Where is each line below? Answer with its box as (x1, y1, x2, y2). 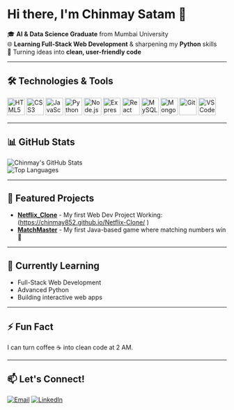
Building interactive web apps (17, 293, 103, 302)
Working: (136, 211, 163, 219)
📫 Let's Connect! (7, 373, 85, 386)
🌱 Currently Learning (7, 259, 100, 271)
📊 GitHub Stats (7, 136, 75, 149)
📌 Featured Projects (7, 192, 95, 204)
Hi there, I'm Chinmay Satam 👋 (7, 6, 187, 22)
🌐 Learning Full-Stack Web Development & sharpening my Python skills (7, 40, 217, 48)
